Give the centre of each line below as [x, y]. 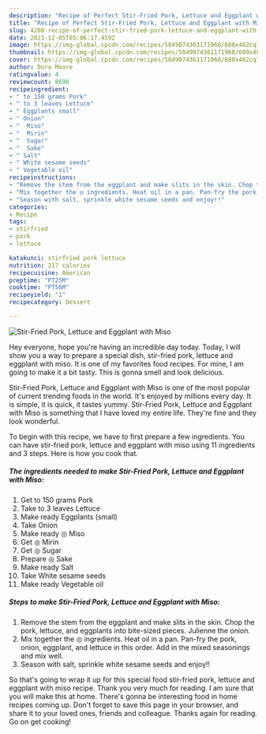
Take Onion [39, 525]
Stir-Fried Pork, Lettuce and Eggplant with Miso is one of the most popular [130, 387]
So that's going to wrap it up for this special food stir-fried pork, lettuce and [132, 679]
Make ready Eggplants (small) [69, 516]
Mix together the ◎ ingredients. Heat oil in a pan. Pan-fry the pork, [129, 639]
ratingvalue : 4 [34, 74]
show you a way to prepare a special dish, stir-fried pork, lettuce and [121, 355]
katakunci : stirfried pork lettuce [67, 258]
